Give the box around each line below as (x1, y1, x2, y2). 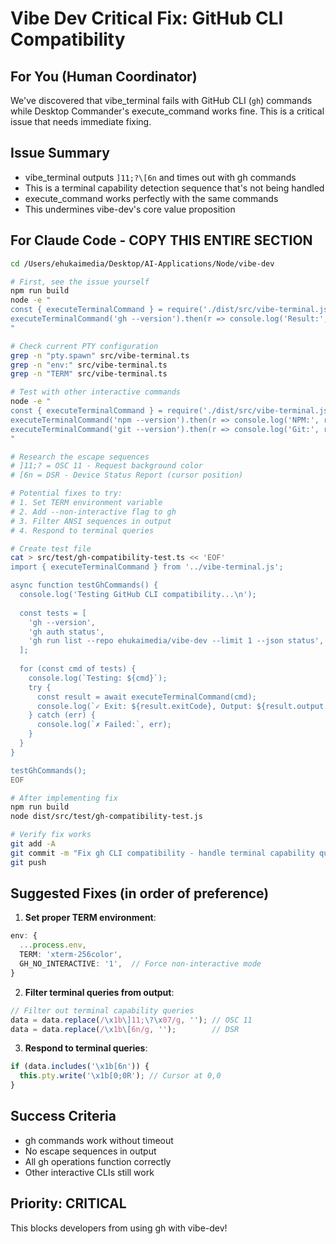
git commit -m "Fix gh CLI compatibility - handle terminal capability (10, 848, 315, 858)
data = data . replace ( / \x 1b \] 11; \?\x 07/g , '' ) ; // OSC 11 (10, 1015, 253, 1025)
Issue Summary (10, 145, 110, 162)
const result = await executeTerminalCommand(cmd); (36, 692, 257, 702)
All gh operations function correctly (24, 1155, 172, 1167)
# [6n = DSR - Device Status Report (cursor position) (10, 470, 244, 481)
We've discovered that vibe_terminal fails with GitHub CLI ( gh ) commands (10, 95, 313, 106)
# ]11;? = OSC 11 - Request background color (10, 461, 203, 471)
